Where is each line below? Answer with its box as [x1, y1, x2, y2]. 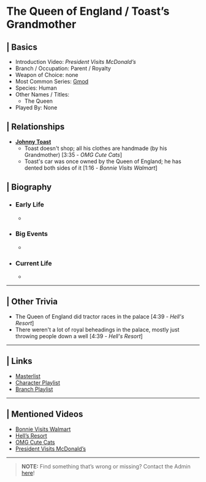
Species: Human [15, 84, 57, 92]
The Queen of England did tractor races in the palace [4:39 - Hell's [15, 312, 185, 320]
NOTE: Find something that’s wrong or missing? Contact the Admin [21, 462, 191, 470]
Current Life [15, 259, 52, 267]
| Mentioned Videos [6, 409, 83, 419]
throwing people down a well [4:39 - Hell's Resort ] [15, 332, 143, 339]
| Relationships [6, 122, 65, 132]
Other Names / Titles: [15, 91, 69, 98]
